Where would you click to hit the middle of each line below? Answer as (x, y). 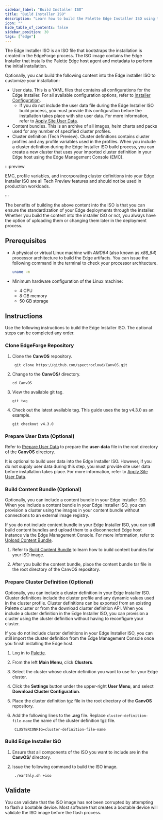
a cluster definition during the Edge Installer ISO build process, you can (83, 147)
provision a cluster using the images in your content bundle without (72, 510)
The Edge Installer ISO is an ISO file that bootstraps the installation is (73, 50)
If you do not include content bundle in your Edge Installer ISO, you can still (80, 525)
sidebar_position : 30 (27, 32)
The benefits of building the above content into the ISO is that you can (75, 205)
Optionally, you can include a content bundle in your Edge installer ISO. (76, 500)
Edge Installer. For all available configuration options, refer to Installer (81, 95)
